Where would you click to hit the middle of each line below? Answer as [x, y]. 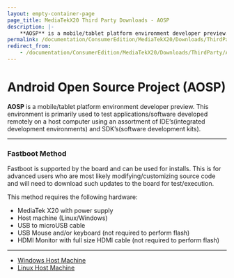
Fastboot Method [37, 153]
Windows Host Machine [52, 261]
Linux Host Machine [46, 268]
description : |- [31, 27]
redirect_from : [29, 46]
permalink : [23, 40]
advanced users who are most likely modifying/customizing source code [111, 176]
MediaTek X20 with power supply [65, 211]
